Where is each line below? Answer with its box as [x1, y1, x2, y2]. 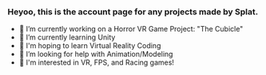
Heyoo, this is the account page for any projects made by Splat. [7, 6, 259, 17]
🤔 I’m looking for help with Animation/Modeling [18, 50, 173, 59]
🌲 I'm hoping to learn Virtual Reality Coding [18, 41, 161, 51]
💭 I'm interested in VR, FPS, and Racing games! [18, 58, 175, 67]
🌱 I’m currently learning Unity [18, 32, 116, 42]
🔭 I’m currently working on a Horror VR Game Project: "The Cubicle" [18, 24, 244, 34]
